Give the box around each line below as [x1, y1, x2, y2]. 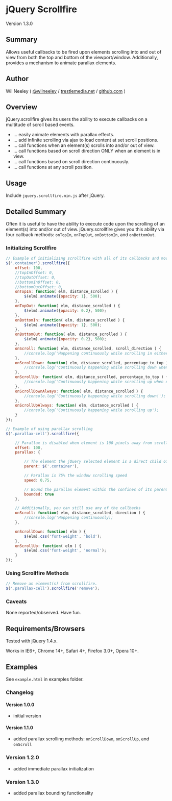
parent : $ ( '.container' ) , [24, 464, 80, 469]
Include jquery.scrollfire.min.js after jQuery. [6, 192, 105, 198]
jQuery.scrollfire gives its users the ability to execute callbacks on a [6, 116, 148, 122]
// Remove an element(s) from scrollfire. [6, 581, 97, 586]
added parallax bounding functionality [13, 790, 93, 796]
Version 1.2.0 [6, 754, 40, 761]
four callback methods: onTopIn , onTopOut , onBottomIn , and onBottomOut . [6, 232, 156, 238]
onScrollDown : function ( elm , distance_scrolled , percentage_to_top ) [15, 360, 168, 365]
